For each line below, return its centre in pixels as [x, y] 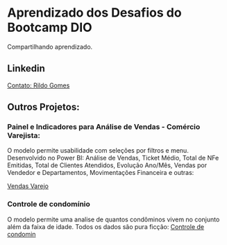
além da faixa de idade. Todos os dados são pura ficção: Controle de [106, 226]
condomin [22, 234]
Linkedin [26, 68]
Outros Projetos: [43, 107]
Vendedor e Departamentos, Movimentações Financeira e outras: [101, 173]
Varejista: [24, 135]
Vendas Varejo [28, 186]
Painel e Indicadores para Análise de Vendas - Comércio [104, 127]
